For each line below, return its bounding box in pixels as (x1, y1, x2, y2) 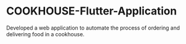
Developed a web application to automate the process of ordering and (6, 24, 181, 31)
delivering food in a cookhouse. (6, 30, 85, 37)
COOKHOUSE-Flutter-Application (6, 4, 177, 18)
